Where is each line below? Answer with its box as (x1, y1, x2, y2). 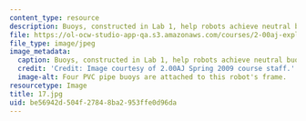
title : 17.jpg (9, 89, 64, 98)
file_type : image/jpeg (9, 38, 96, 48)
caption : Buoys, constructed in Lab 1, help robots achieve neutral (17, 55, 283, 65)
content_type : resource (9, 13, 100, 23)
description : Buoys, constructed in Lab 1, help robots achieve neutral (9, 22, 291, 31)
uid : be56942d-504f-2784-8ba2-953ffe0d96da (9, 97, 178, 107)
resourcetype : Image (9, 81, 88, 90)
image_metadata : (9, 47, 71, 56)
